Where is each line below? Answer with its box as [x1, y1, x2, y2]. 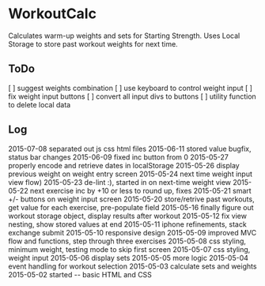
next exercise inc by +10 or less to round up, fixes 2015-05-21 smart [30, 186, 252, 195]
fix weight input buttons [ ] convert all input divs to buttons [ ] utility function [8, 92, 257, 101]
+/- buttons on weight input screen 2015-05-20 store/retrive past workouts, [8, 194, 255, 204]
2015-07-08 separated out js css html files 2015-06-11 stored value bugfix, [8, 144, 252, 153]
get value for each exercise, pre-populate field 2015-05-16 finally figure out [8, 202, 255, 212]
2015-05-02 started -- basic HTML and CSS [8, 269, 153, 279]
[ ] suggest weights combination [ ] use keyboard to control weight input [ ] [8, 83, 253, 92]
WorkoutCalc [8, 5, 97, 23]
